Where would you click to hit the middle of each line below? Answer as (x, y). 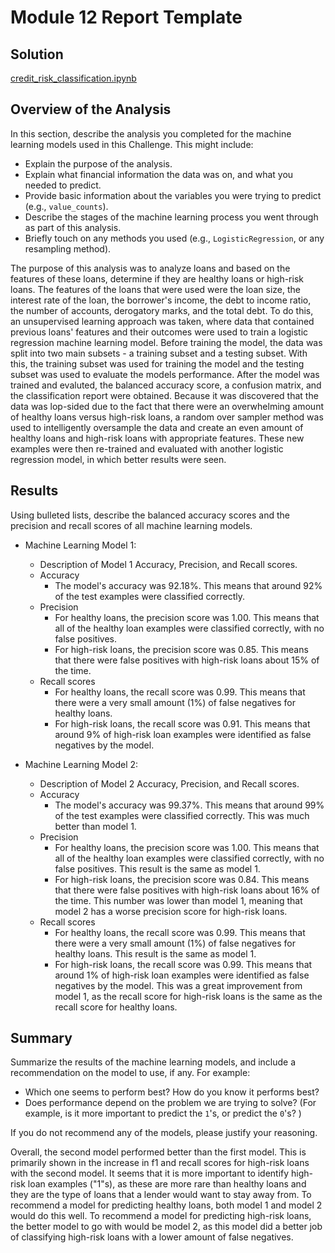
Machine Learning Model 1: (80, 545)
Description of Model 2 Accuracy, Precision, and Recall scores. (169, 783)
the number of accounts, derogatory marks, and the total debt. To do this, (162, 310)
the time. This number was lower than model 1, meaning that (178, 900)
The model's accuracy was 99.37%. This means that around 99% (189, 805)
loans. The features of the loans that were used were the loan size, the (155, 289)
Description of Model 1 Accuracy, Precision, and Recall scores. (168, 564)
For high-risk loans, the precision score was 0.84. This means (182, 879)
